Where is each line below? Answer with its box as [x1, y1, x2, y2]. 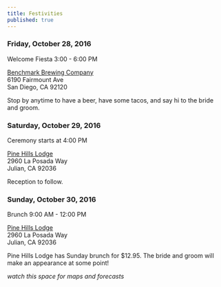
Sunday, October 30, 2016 [7, 195, 96, 204]
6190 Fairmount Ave [7, 75, 64, 83]
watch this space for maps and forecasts [7, 273, 125, 281]
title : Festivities [7, 10, 63, 17]
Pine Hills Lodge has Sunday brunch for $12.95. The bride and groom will [7, 252, 215, 260]
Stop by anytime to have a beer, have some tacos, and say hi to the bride [7, 96, 214, 104]
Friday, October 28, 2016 [7, 39, 92, 49]
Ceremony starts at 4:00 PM [7, 136, 87, 145]
